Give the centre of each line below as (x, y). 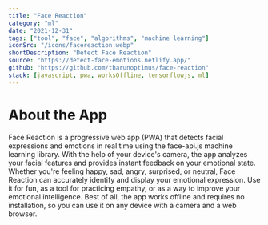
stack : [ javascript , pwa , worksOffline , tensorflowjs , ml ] (109, 75)
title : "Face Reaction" (48, 16)
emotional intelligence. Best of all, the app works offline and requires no (127, 196)
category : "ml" (34, 23)
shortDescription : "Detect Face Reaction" (80, 53)
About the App (58, 115)
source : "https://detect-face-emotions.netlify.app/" (100, 61)
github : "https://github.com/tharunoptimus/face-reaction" (109, 68)
